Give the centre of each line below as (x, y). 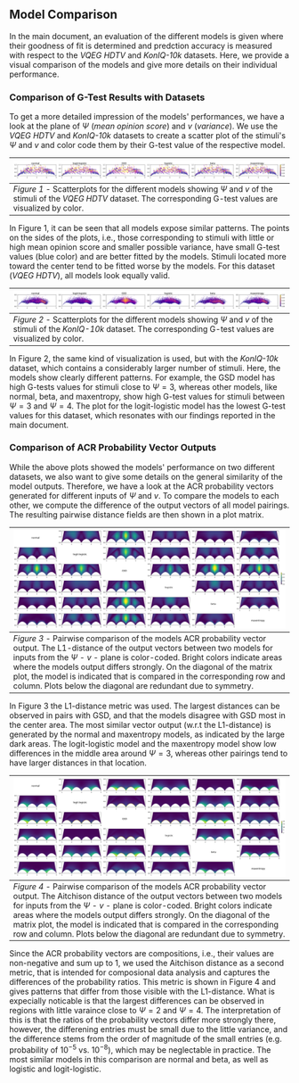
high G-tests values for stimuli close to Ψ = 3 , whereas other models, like (143, 386)
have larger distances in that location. (78, 763)
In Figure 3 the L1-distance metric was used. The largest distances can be (145, 706)
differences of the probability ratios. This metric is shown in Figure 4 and (142, 982)
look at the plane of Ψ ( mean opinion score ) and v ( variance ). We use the (144, 126)
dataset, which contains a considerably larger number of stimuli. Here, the (145, 368)
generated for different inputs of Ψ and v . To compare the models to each (144, 495)
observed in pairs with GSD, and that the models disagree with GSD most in (148, 715)
